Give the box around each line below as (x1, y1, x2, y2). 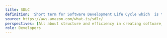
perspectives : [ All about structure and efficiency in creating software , (5, 21, 164, 26)
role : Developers (5, 26, 41, 31)
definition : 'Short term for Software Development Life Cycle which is (5, 12, 159, 17)
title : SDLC (5, 7, 30, 12)
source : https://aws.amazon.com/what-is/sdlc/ (5, 16, 103, 21)
